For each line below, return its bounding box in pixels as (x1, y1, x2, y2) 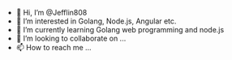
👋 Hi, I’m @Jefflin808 (15, 8, 88, 17)
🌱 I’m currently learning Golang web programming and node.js (15, 25, 225, 34)
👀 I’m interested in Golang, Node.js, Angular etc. (15, 16, 177, 26)
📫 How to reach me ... (15, 43, 92, 52)
